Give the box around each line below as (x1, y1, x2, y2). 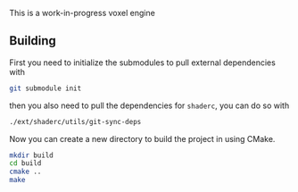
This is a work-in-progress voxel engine (9, 8, 156, 18)
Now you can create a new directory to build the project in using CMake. (9, 133, 276, 144)
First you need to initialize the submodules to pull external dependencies (9, 57, 277, 68)
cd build (9, 159, 42, 168)
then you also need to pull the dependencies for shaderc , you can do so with (9, 100, 290, 111)
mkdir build (9, 151, 54, 160)
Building (9, 33, 56, 48)
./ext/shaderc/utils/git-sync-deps (9, 117, 142, 126)
